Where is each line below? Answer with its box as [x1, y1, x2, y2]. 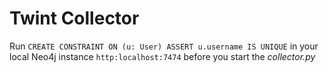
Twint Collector [9, 7, 140, 30]
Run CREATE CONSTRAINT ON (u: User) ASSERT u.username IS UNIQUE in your [9, 40, 319, 52]
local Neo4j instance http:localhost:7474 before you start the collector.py [9, 50, 316, 62]
